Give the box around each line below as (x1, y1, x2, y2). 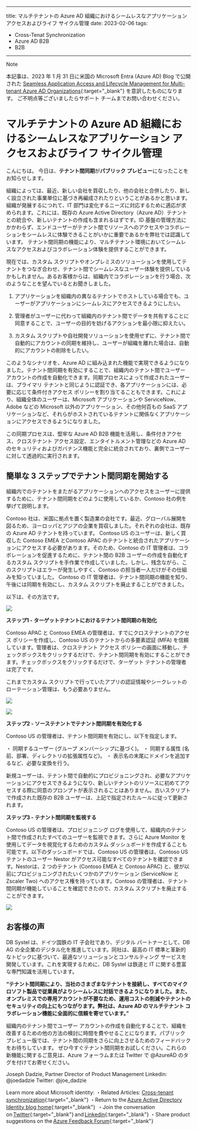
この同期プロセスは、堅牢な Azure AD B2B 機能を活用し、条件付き (6, 430, 167, 437)
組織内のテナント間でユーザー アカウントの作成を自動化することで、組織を (6, 1022, 187, 1029)
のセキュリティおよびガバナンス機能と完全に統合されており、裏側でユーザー (6, 445, 191, 452)
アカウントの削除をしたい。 (25, 346, 92, 353)
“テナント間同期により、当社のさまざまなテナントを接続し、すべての (6, 980, 173, 988)
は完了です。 (6, 666, 37, 673)
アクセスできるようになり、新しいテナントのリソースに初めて (31, 779, 180, 786)
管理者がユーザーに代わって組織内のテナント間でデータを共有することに (14, 312, 189, 319)
